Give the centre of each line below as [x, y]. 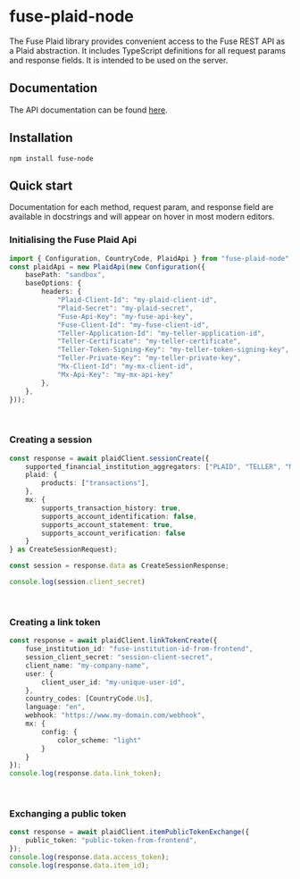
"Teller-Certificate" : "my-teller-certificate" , [149, 341]
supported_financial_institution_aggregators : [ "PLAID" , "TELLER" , [153, 466]
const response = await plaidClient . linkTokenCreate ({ [113, 640]
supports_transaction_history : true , [111, 508]
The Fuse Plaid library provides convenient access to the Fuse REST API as [147, 41]
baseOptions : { [54, 283]
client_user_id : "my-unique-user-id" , [113, 682]
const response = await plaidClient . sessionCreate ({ [109, 458]
